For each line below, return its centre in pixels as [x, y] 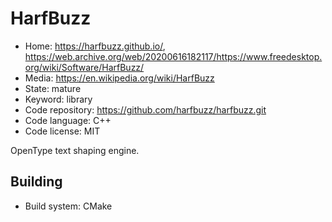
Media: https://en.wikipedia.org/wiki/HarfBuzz [119, 78]
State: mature [53, 88]
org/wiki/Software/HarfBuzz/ [84, 67]
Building [36, 182]
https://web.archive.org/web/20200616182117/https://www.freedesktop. [173, 56]
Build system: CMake [68, 206]
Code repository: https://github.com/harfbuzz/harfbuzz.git [145, 109]
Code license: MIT [62, 131]
